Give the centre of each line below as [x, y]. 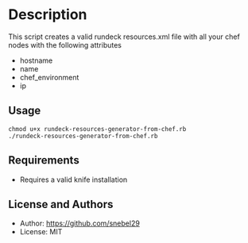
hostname [36, 60]
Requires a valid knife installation [74, 179]
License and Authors [61, 204]
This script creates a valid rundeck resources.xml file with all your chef [124, 37]
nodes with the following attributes [65, 44]
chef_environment [49, 77]
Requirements [44, 160]
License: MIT [41, 232]
